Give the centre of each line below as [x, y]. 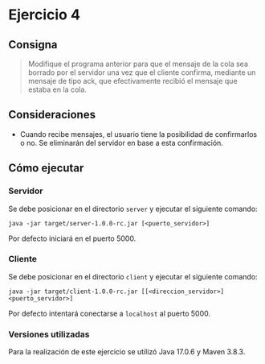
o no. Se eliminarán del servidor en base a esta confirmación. [121, 143]
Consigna [33, 45]
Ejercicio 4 [44, 15]
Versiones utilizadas [49, 334]
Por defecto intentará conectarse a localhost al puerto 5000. [110, 313]
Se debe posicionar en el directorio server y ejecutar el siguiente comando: [133, 209]
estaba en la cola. [57, 89]
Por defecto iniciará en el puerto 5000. [72, 238]
